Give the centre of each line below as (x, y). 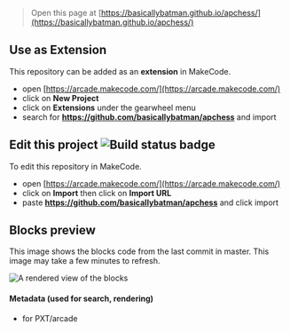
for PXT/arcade (50, 318)
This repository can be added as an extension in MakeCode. (120, 71)
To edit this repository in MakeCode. (75, 166)
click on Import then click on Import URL (97, 193)
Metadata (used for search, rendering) (81, 299)
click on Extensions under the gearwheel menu (109, 107)
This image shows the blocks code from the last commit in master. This (139, 251)
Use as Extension (58, 50)
